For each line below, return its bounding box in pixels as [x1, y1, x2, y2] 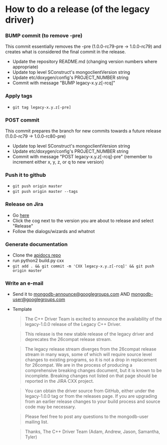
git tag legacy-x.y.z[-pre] [12, 104, 71, 110]
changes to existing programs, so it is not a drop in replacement [25, 357, 157, 363]
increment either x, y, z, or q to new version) [12, 159, 104, 165]
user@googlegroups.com [12, 296, 65, 302]
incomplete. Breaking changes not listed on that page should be [25, 373, 157, 379]
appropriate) [12, 64, 39, 70]
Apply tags [5, 92, 33, 99]
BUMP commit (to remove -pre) [5, 32, 83, 39]
